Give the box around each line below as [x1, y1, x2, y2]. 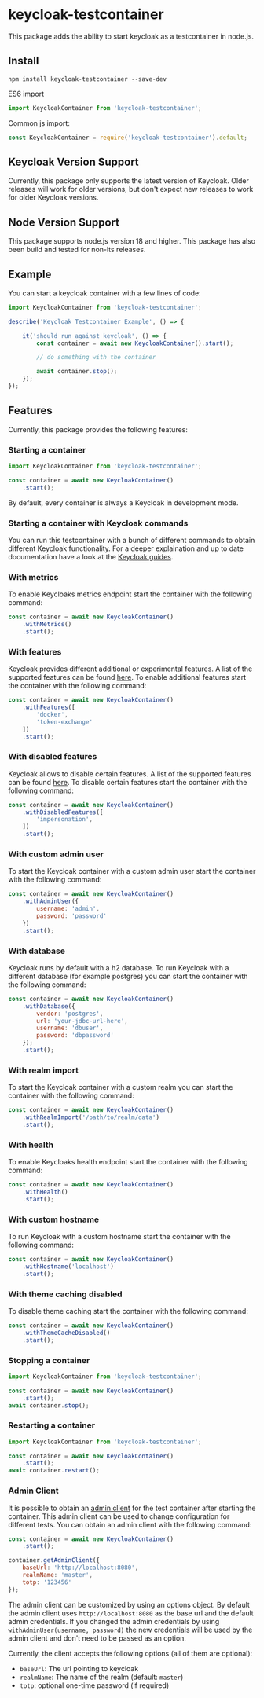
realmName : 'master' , [22, 1571, 93, 1579]
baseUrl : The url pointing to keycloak [19, 1663, 139, 1673]
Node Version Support [8, 215, 120, 229]
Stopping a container [8, 1355, 90, 1366]
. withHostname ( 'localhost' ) [22, 1263, 114, 1271]
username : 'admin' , [36, 905, 101, 913]
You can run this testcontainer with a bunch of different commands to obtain [8, 535, 255, 545]
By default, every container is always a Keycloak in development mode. [8, 497, 239, 508]
